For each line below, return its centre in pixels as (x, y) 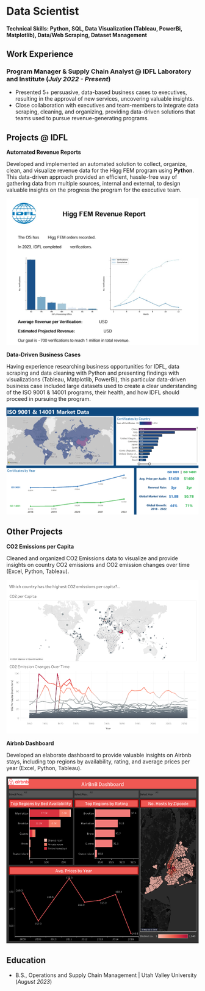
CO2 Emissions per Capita (40, 546)
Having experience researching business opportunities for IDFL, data (93, 366)
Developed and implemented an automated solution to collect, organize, (97, 164)
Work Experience (40, 54)
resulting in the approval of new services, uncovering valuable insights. (105, 99)
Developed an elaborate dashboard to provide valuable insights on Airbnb (99, 755)
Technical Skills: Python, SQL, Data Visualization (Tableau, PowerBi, (95, 28)
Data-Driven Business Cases (44, 355)
